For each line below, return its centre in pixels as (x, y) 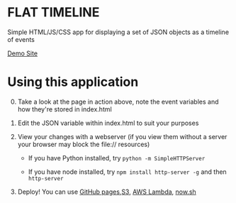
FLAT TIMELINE (54, 12)
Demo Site (22, 53)
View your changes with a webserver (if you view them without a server (122, 136)
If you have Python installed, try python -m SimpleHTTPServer (117, 158)
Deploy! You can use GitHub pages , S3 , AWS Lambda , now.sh (107, 192)
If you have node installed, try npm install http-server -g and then (127, 172)
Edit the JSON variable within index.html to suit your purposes (108, 123)
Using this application (73, 82)
